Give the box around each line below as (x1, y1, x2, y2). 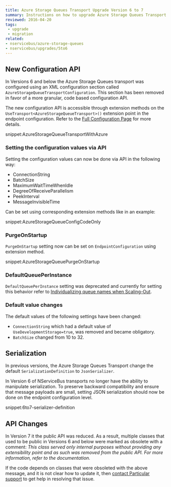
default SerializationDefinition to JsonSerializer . (5, 368, 115, 374)
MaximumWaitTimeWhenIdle (12, 182, 73, 188)
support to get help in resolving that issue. (5, 476, 95, 482)
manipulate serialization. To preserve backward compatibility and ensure (5, 384, 159, 390)
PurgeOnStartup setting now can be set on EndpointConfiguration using (5, 243, 156, 250)
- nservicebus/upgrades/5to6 (5, 46, 68, 51)
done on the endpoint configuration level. (5, 394, 93, 401)
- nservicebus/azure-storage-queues (5, 41, 84, 46)
